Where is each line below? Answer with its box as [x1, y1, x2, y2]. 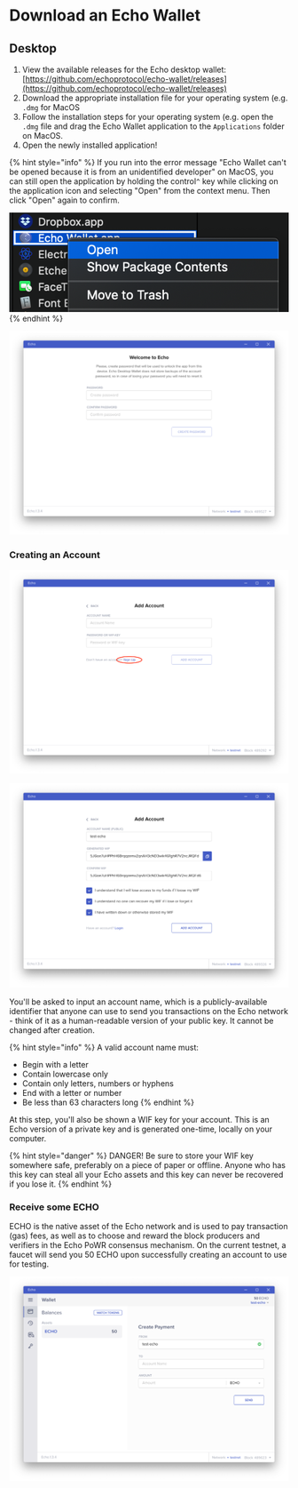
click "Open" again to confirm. [9, 195, 120, 205]
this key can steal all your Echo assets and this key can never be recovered [9, 1170, 284, 1180]
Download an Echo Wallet [9, 5, 201, 26]
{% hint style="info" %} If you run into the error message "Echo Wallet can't [9, 157, 286, 167]
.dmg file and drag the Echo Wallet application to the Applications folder [21, 121, 286, 132]
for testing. [9, 1259, 50, 1269]
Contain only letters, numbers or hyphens [21, 1078, 175, 1089]
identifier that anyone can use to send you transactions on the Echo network [9, 1006, 288, 1017]
